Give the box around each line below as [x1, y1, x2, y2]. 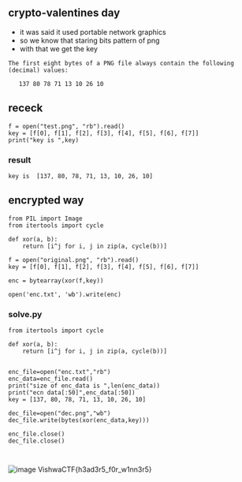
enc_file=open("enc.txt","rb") [8, 368, 111, 376]
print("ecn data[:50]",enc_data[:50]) [8, 389, 136, 397]
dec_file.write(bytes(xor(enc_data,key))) [8, 417, 150, 424]
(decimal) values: [8, 66, 69, 74]
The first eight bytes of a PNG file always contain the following [8, 59, 235, 67]
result [8, 154, 32, 165]
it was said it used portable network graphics [19, 27, 167, 36]
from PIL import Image [8, 215, 83, 222]
